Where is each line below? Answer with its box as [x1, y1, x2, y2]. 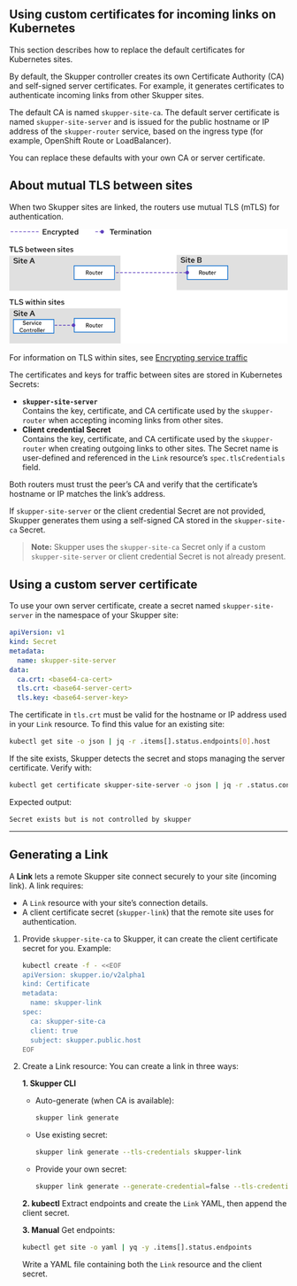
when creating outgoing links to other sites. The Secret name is [48, 443, 278, 454]
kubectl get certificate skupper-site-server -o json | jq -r [9, 781, 243, 790]
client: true [30, 1026, 79, 1035]
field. [21, 462, 42, 473]
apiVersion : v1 [9, 628, 65, 637]
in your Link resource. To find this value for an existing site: [9, 719, 225, 730]
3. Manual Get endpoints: [21, 1225, 116, 1236]
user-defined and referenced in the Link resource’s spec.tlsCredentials [21, 453, 286, 463]
